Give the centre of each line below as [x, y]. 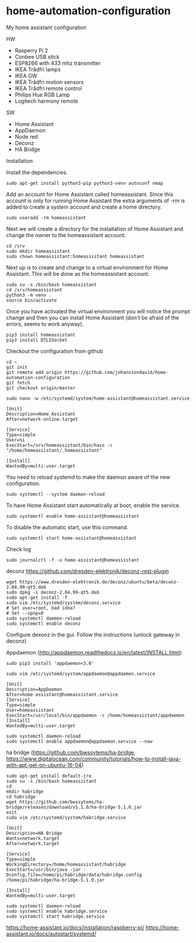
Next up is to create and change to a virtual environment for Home [87, 267]
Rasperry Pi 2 [31, 50]
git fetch [18, 383]
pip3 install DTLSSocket [37, 340]
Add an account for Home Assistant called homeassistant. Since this [90, 194]
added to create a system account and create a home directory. [84, 207]
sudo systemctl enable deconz [44, 623]
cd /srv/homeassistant [34, 290]
